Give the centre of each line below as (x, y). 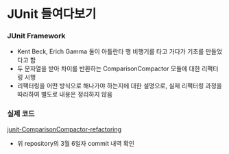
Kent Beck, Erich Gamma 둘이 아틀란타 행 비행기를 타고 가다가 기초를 (110, 51)
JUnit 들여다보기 (52, 14)
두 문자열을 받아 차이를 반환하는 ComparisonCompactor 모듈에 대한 (108, 68)
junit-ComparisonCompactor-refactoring (64, 129)
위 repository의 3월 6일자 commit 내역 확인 (76, 143)
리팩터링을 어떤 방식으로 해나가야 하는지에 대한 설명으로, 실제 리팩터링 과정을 (120, 86)
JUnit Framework (36, 36)
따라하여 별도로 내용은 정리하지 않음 (65, 94)
